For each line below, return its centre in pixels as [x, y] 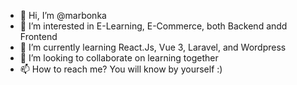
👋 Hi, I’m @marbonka [63, 15]
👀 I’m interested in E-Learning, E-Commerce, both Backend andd [153, 26]
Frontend [38, 36]
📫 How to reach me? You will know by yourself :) [121, 69]
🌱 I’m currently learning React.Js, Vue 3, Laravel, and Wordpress [153, 47]
